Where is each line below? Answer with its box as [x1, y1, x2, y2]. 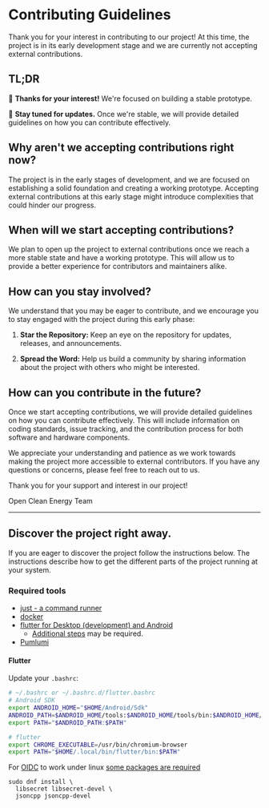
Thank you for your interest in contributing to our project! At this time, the [8, 32, 250, 42]
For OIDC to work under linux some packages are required [8, 762, 201, 772]
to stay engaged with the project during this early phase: [8, 315, 195, 324]
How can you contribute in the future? [8, 386, 202, 400]
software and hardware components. [8, 432, 130, 442]
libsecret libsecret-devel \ [15, 785, 113, 794]
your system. [8, 565, 52, 574]
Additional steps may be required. [31, 629, 144, 638]
